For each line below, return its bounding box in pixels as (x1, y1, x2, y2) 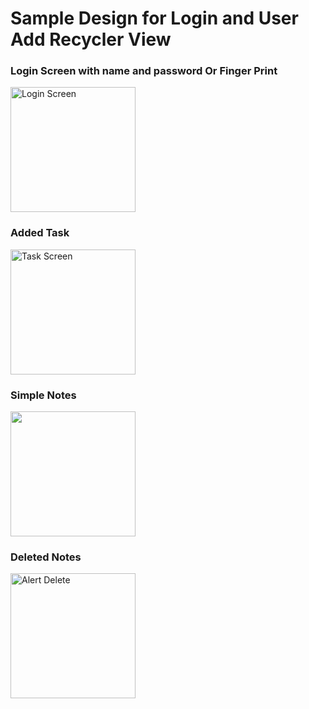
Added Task (10, 226, 70, 240)
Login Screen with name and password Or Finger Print (10, 64, 278, 78)
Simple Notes (10, 388, 77, 402)
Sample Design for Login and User (10, 7, 299, 30)
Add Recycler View (10, 28, 172, 51)
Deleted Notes (10, 550, 82, 564)
